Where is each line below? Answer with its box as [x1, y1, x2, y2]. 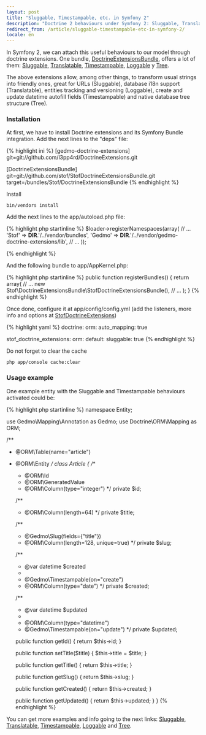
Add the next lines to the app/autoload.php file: [6, 213, 126, 221]
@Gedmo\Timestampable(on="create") [24, 575, 124, 583]
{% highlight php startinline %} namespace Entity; [6, 406, 133, 413]
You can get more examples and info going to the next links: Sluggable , [6, 715, 186, 723]
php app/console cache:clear [6, 360, 81, 366]
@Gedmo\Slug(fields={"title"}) [24, 532, 101, 540]
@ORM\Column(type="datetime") [24, 619, 109, 626]
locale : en [6, 32, 34, 38]
